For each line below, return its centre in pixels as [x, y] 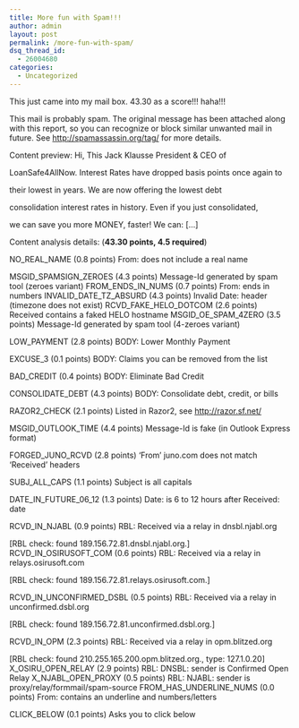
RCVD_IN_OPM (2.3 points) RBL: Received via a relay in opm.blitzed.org [141, 641]
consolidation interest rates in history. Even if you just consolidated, [134, 207]
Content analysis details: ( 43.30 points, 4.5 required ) [108, 242]
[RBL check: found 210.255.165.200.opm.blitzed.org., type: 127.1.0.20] [137, 658]
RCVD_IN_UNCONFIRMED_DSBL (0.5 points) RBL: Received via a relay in [143, 597]
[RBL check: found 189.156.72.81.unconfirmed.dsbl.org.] [112, 624]
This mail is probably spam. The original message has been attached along [147, 118]
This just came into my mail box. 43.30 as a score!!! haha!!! [118, 101]
